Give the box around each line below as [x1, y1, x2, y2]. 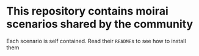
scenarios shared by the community [6, 17, 194, 31]
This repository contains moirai [6, 4, 169, 18]
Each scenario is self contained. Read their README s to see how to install [6, 37, 186, 44]
